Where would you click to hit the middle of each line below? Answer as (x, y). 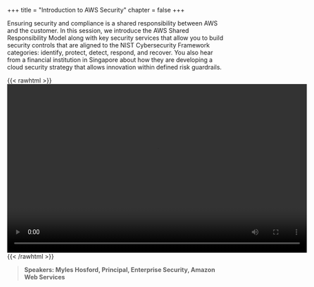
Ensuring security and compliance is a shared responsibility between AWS (113, 23)
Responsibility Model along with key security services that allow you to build (115, 38)
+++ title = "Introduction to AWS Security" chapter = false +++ (96, 10)
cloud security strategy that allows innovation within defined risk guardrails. (115, 67)
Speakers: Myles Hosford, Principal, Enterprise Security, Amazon (119, 270)
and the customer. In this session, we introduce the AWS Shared (98, 31)
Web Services (44, 277)
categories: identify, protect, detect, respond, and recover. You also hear (110, 52)
